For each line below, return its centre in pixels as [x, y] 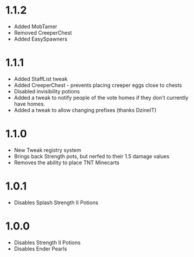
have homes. [29, 104]
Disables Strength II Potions [47, 242]
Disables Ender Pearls [40, 248]
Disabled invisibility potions [47, 91]
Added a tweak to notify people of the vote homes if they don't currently [101, 97]
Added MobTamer [36, 26]
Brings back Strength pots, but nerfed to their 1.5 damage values [92, 156]
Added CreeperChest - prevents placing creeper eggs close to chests [98, 85]
